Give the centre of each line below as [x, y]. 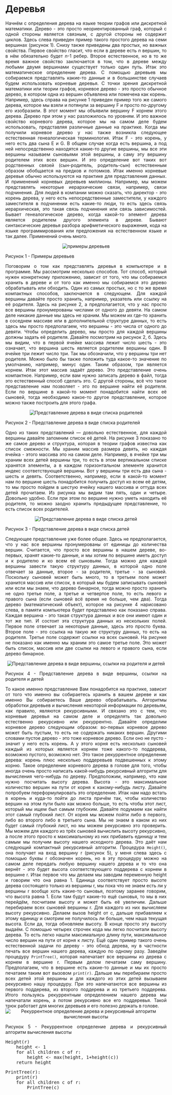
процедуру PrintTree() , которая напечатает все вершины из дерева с [86, 956]
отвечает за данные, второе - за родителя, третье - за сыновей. [86, 572]
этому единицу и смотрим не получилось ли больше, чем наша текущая [86, 918]
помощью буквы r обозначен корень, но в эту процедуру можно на [86, 858]
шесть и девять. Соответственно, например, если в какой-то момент [86, 476]
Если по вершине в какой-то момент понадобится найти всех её [86, 392]
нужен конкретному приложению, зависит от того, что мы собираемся [86, 277]
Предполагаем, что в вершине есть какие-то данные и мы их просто [86, 968]
